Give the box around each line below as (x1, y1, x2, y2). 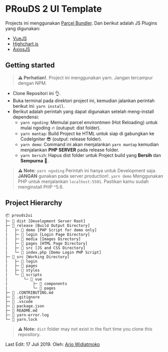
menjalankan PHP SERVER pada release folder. (20, 147, 119, 153)
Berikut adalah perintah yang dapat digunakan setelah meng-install (12, 108, 154, 114)
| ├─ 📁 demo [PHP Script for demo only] (5, 227, 97, 232)
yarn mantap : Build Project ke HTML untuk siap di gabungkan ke (20, 130, 155, 136)
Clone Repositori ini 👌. (12, 90, 61, 96)
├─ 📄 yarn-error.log (5, 312, 50, 317)
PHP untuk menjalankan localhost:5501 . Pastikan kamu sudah (17, 178, 149, 184)
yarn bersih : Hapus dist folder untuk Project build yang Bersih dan (20, 152, 161, 158)
